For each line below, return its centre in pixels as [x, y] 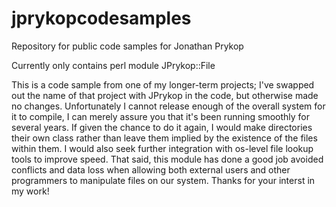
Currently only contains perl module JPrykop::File [113, 65]
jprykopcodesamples [101, 18]
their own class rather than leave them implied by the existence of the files [164, 138]
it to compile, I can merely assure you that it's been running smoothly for [160, 116]
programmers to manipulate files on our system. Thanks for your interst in [163, 180]
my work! [30, 191]
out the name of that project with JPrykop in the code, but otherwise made [165, 95]
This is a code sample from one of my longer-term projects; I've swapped [163, 84]
